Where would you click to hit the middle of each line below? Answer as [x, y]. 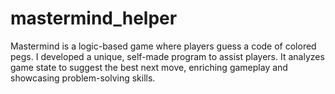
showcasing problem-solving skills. [83, 78]
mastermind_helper [94, 18]
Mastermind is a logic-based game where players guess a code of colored [163, 46]
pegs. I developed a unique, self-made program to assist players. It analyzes [167, 56]
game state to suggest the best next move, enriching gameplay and [149, 67]
